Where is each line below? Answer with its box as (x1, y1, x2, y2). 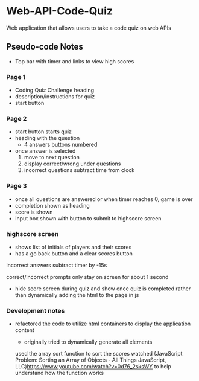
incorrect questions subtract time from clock (24, 167, 135, 174)
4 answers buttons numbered (24, 141, 98, 149)
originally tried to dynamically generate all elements (24, 338, 153, 345)
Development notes (6, 306, 65, 315)
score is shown (14, 208, 53, 216)
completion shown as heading (14, 202, 90, 209)
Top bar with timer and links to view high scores (14, 57, 134, 65)
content (14, 327, 34, 334)
